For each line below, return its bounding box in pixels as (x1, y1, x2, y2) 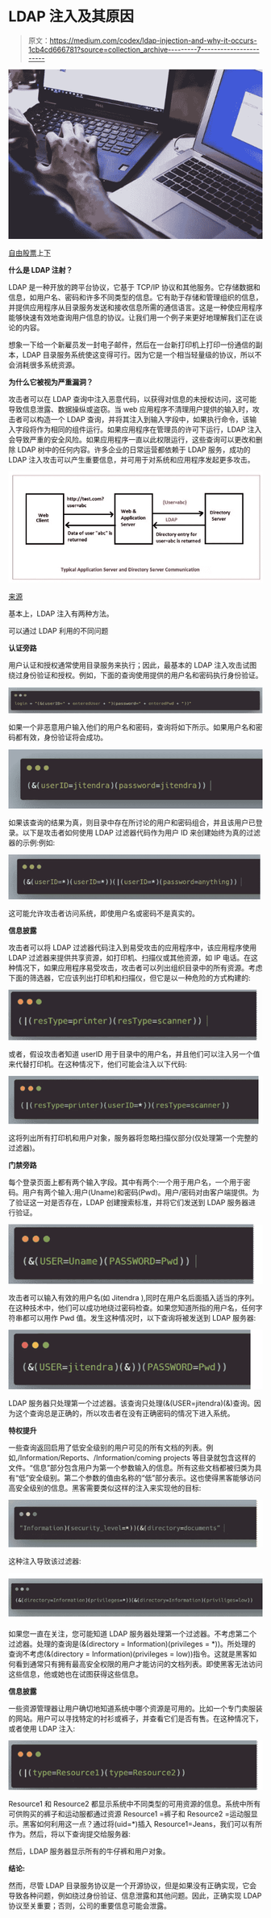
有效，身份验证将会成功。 (22, 732, 107, 743)
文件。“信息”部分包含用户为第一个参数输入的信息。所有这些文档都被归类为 (8, 1463, 256, 1473)
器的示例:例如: (8, 838, 56, 848)
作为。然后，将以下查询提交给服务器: (8, 1829, 131, 1839)
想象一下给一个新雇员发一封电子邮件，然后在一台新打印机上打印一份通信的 (8, 340, 256, 350)
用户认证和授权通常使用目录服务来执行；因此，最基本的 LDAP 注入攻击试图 (8, 660, 257, 670)
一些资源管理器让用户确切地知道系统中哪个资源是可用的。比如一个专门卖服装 (8, 1704, 263, 1714)
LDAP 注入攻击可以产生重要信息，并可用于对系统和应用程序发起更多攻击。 (8, 455, 256, 465)
